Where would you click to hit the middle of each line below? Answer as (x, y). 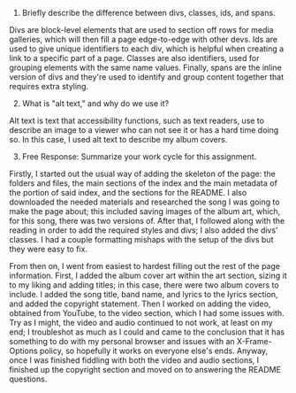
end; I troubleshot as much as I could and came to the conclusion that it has (147, 332)
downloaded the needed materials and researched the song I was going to (144, 202)
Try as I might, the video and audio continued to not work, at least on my (141, 323)
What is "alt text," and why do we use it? (95, 104)
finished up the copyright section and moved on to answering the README (145, 370)
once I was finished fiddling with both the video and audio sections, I (134, 360)
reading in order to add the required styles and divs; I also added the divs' (144, 230)
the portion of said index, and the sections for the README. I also (128, 193)
